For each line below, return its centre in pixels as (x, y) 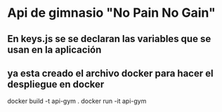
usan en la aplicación (54, 49)
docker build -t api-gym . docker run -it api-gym (77, 101)
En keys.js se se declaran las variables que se (109, 39)
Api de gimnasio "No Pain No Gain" (111, 13)
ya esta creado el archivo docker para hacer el (110, 73)
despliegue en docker (56, 84)
